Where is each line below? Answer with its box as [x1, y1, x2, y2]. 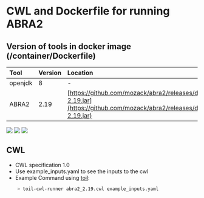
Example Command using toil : [15, 174, 90, 181]
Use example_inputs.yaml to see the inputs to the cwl [15, 168, 149, 175]
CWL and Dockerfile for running [6, 4, 170, 18]
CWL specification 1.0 [15, 161, 70, 168]
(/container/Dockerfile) [6, 50, 96, 61]
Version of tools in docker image [6, 41, 132, 51]
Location [67, 68, 93, 77]
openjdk [9, 79, 33, 87]
